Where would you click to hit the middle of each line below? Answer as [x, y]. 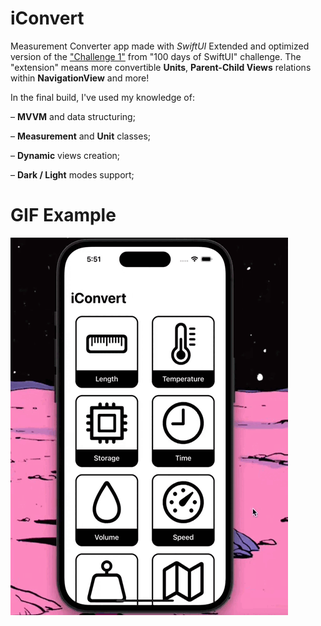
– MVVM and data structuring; [73, 116]
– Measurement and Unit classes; [81, 136]
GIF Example [63, 215]
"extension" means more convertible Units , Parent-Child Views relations [161, 67]
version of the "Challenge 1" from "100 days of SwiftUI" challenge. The [156, 56]
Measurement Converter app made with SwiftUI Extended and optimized [160, 46]
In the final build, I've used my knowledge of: [102, 97]
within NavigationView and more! [80, 78]
